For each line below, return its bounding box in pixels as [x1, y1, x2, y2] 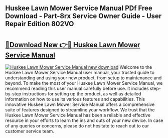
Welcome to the [119, 64, 152, 70]
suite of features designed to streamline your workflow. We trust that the [5, 107, 155, 112]
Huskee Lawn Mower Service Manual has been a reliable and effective [5, 112, 151, 118]
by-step [5, 91, 22, 97]
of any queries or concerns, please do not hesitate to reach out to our [5, 123, 149, 128]
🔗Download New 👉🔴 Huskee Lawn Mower [5, 40, 140, 49]
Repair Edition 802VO [5, 20, 74, 28]
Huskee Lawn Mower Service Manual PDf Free [5, 4, 153, 13]
